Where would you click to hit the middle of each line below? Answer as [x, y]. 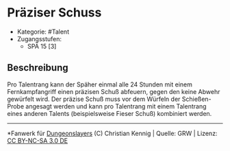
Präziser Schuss [54, 13]
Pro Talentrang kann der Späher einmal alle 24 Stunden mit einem [100, 84]
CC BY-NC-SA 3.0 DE [38, 140]
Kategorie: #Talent [43, 32]
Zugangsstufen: [39, 38]
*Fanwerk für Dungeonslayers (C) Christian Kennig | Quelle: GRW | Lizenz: [112, 133]
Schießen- [196, 99]
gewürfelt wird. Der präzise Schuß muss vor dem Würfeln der [94, 99]
